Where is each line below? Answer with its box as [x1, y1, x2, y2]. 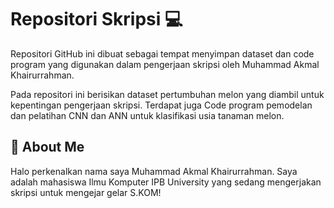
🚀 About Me [10, 139, 85, 156]
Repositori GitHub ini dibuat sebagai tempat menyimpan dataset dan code [10, 47, 315, 60]
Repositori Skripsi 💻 [10, 8, 183, 31]
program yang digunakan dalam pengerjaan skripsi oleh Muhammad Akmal [10, 58, 320, 70]
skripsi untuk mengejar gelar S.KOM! [10, 186, 162, 198]
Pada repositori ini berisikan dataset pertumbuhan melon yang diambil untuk [10, 88, 325, 100]
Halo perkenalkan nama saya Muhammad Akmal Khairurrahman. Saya [10, 165, 298, 177]
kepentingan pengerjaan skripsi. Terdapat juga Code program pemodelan [10, 99, 313, 111]
